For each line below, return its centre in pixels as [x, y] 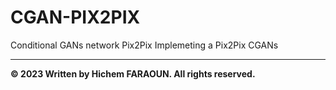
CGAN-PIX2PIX [75, 17]
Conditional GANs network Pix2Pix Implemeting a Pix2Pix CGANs [144, 45]
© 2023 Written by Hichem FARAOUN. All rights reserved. [133, 73]
